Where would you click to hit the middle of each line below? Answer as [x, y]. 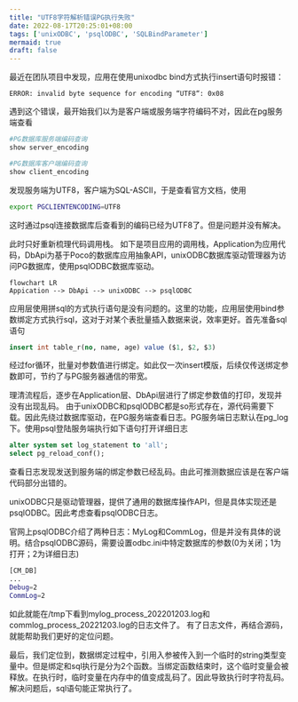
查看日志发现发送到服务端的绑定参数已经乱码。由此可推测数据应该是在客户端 [149, 472]
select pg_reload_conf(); [57, 454]
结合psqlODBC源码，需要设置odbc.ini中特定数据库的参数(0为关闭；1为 [153, 543]
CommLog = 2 [27, 595]
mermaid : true [35, 42]
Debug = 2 [24, 587]
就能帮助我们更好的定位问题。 [63, 635]
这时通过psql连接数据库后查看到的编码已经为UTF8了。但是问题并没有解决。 [148, 225]
